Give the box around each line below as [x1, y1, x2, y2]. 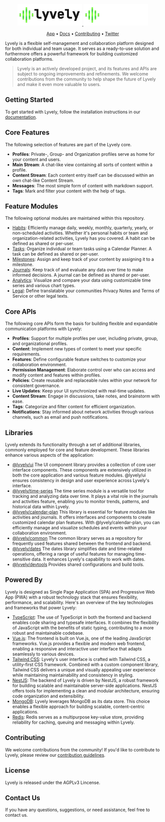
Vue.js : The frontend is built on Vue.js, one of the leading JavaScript [12, 635, 151, 641]
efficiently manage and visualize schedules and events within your [12, 525, 147, 531]
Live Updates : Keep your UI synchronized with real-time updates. [12, 388, 146, 394]
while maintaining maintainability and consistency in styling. [12, 672, 134, 678]
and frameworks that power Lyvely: [5, 605, 77, 610]
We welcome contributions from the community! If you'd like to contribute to [5, 746, 160, 753]
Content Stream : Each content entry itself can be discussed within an [12, 172, 154, 178]
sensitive [12, 556, 31, 562]
